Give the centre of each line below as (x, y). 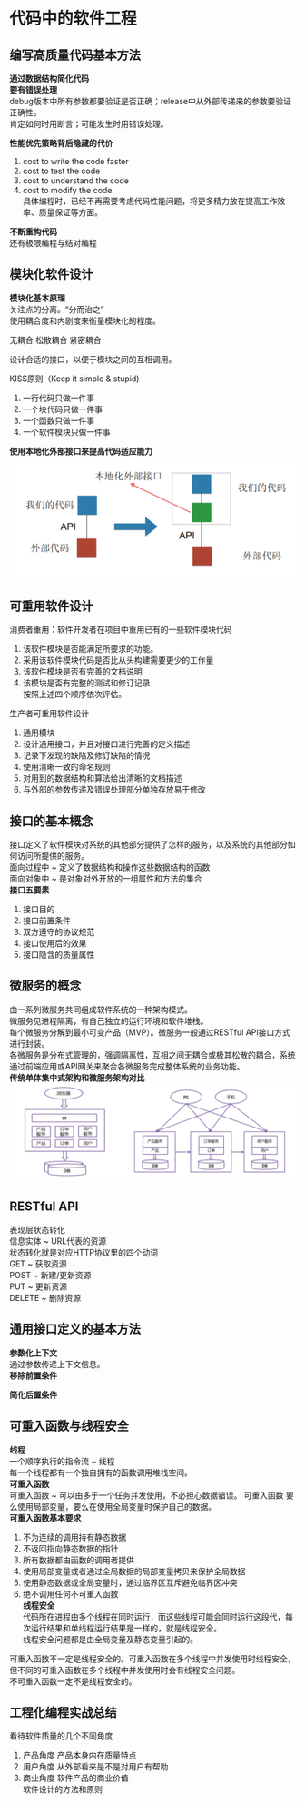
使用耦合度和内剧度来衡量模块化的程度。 (85, 320)
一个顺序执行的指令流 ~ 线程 (62, 1461)
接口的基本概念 (51, 821)
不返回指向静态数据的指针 (70, 1548)
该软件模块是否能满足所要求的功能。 (90, 649)
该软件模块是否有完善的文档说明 (82, 672)
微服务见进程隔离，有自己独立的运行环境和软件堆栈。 (109, 1020)
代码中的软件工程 (74, 19)
